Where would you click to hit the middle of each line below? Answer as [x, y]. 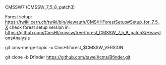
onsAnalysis [18, 38]
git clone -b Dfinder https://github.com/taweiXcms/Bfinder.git [68, 57]
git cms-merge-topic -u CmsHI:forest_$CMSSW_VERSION [64, 47]
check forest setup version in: [40, 27]
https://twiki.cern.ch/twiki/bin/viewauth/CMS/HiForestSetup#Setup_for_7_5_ [83, 22]
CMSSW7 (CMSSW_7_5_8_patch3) [40, 7]
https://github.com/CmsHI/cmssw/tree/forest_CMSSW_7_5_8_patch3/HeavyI [83, 32]
